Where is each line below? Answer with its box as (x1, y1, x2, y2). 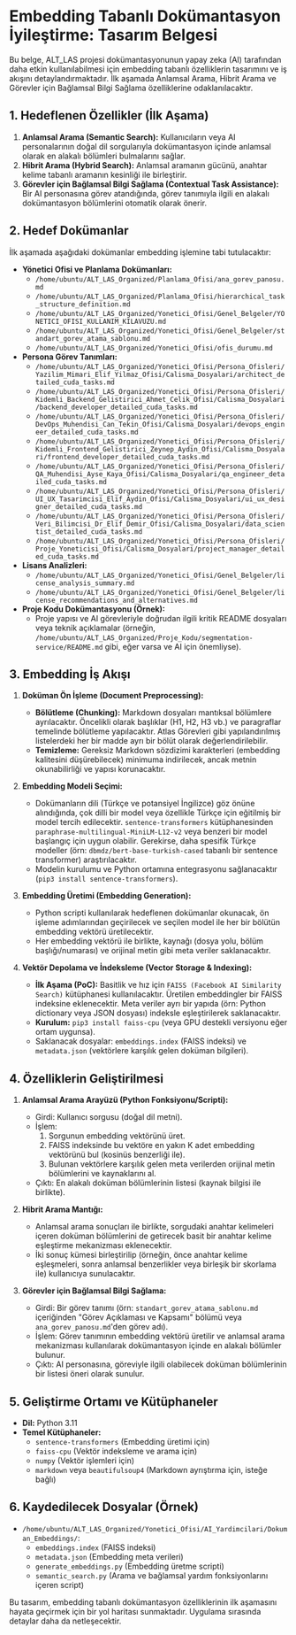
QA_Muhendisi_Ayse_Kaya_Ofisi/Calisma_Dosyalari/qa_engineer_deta (34, 469, 285, 479)
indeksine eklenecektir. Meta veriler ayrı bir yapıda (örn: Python (34, 999, 267, 1009)
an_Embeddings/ (21, 1534, 79, 1543)
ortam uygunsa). (34, 1027, 95, 1037)
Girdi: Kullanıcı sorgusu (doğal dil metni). (34, 1112, 183, 1122)
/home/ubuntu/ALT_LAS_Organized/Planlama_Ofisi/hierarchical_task (34, 292, 285, 301)
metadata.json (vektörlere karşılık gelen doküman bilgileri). (34, 1045, 249, 1056)
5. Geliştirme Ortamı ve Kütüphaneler (9, 1394, 218, 1409)
